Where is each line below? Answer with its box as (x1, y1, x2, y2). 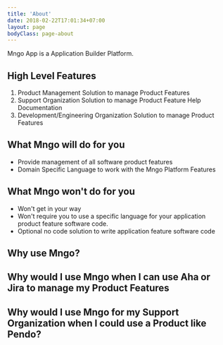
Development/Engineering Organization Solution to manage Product (17, 111, 215, 120)
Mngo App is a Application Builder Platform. (7, 49, 134, 58)
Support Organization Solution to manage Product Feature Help (17, 96, 202, 104)
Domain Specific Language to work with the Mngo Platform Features (17, 165, 216, 174)
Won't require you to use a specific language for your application (17, 212, 206, 220)
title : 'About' (7, 10, 52, 18)
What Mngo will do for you (7, 139, 125, 151)
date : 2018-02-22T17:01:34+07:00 (7, 17, 106, 24)
